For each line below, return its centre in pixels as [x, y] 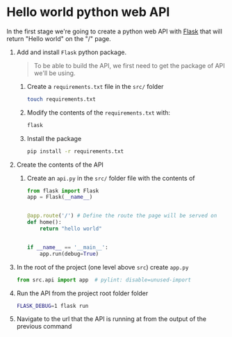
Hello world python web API [88, 12]
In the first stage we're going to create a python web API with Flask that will [115, 31]
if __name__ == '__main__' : [67, 247]
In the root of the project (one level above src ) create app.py [102, 267]
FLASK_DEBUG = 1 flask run [52, 306]
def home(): [44, 222]
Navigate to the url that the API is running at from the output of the [111, 319]
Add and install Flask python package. [71, 52]
